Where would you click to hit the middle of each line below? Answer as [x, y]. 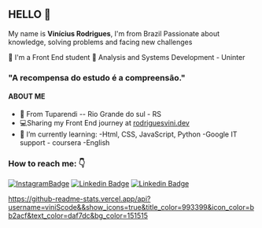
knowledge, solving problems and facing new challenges [100, 42]
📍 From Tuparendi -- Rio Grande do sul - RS [90, 114]
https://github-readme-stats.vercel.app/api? [79, 199]
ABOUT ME [27, 96]
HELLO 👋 [30, 15]
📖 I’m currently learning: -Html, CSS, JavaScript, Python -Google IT [128, 134]
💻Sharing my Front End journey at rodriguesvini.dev [105, 122]
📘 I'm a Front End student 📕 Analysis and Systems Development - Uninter [127, 57]
